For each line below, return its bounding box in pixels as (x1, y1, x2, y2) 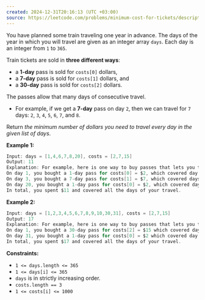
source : (6, 15, 26, 21)
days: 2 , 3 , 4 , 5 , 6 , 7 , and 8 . (15, 111, 81, 119)
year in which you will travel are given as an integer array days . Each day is (6, 38, 194, 45)
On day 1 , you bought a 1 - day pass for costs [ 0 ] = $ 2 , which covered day (6, 170, 198, 177)
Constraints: (6, 249, 39, 257)
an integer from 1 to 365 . (6, 44, 67, 52)
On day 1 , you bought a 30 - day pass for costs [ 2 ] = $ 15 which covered (6, 227, 190, 233)
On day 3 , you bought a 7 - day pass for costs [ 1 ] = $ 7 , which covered (6, 176, 187, 182)
